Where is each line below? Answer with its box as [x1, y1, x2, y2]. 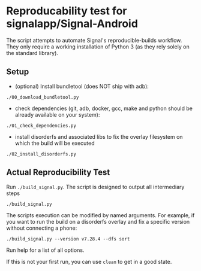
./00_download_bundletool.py [6, 94, 79, 100]
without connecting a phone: [6, 224, 77, 232]
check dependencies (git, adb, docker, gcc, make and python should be [14, 105, 193, 112]
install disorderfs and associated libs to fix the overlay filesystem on [14, 133, 183, 140]
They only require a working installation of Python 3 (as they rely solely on [6, 43, 190, 50]
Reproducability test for [6, 4, 127, 18]
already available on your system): [14, 111, 100, 118]
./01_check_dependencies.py [6, 123, 77, 129]
